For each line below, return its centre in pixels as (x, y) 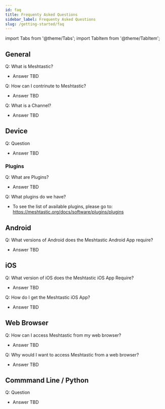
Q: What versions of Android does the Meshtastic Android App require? (79, 240)
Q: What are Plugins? (27, 177)
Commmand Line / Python (47, 380)
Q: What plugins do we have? (36, 197)
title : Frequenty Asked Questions (42, 15)
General (18, 54)
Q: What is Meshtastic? (29, 67)
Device (16, 131)
